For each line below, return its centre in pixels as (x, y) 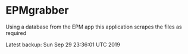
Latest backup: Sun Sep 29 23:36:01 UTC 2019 (63, 45)
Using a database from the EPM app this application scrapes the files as (94, 27)
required (16, 33)
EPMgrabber (37, 10)
